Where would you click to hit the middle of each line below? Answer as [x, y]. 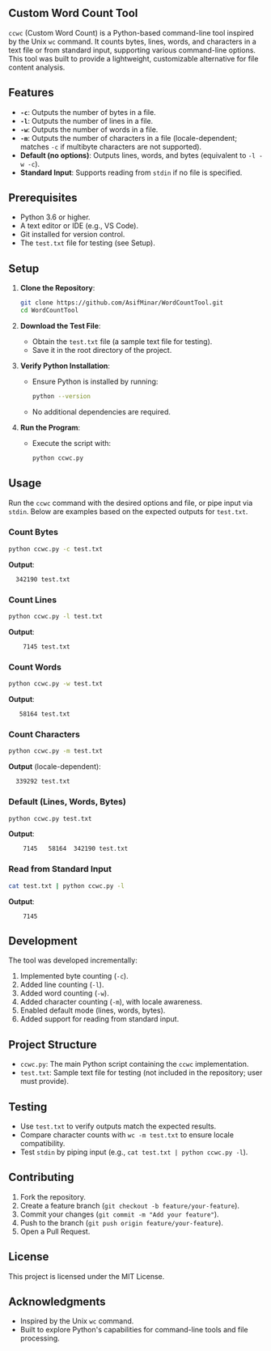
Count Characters [44, 734]
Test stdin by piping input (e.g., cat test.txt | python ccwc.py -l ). [134, 1152]
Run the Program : [50, 427]
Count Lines [33, 600]
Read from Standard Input [60, 869]
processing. [40, 1338]
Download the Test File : [60, 326]
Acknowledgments [57, 1302]
